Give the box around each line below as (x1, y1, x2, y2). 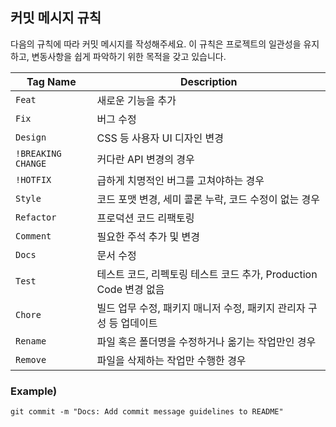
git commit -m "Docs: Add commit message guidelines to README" (10, 407, 284, 417)
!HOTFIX (15, 174, 52, 185)
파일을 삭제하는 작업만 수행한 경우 (96, 353, 247, 367)
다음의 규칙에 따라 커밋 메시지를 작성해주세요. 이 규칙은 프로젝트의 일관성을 (10, 38, 302, 50)
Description (180, 74, 238, 88)
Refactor (15, 211, 57, 223)
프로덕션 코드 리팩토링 (96, 211, 195, 225)
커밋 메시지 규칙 (10, 9, 102, 27)
